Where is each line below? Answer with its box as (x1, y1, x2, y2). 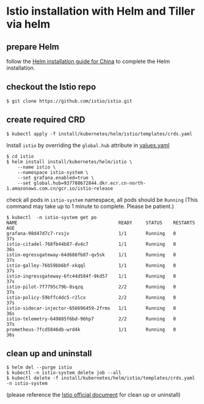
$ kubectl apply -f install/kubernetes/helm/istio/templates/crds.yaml (6, 131, 192, 137)
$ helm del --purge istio (6, 364, 72, 370)
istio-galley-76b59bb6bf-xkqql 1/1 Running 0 (6, 262, 176, 269)
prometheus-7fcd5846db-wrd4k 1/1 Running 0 (6, 326, 176, 333)
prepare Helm (6, 41, 59, 52)
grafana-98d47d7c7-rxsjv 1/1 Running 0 (6, 230, 176, 236)
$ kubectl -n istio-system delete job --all (6, 370, 122, 376)
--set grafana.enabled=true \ (17, 175, 95, 181)
